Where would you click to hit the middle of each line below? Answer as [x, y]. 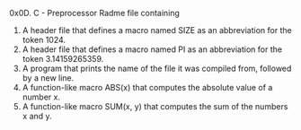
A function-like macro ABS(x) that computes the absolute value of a [147, 87]
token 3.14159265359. [63, 59]
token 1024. [44, 40]
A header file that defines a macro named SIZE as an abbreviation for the [157, 30]
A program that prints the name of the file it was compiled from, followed [157, 68]
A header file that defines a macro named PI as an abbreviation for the [152, 49]
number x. [41, 97]
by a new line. [48, 78]
